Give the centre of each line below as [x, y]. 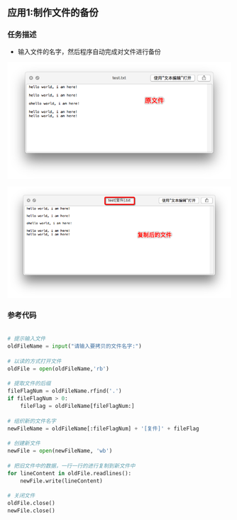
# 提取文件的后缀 [29, 384]
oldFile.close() [31, 503]
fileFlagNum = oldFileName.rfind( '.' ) [65, 391]
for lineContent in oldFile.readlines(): [70, 473]
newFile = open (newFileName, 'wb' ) [60, 451]
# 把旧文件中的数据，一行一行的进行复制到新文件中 [71, 466]
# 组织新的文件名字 [32, 421]
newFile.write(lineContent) [61, 481]
